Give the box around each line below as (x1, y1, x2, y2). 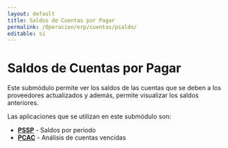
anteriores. (7, 99, 39, 107)
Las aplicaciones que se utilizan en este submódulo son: (7, 112, 172, 121)
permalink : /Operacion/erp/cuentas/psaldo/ (7, 23, 138, 30)
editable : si (7, 30, 46, 37)
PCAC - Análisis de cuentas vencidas (17, 133, 126, 142)
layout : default (7, 10, 55, 18)
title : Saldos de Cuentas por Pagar (7, 17, 115, 24)
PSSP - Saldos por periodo (17, 126, 97, 135)
